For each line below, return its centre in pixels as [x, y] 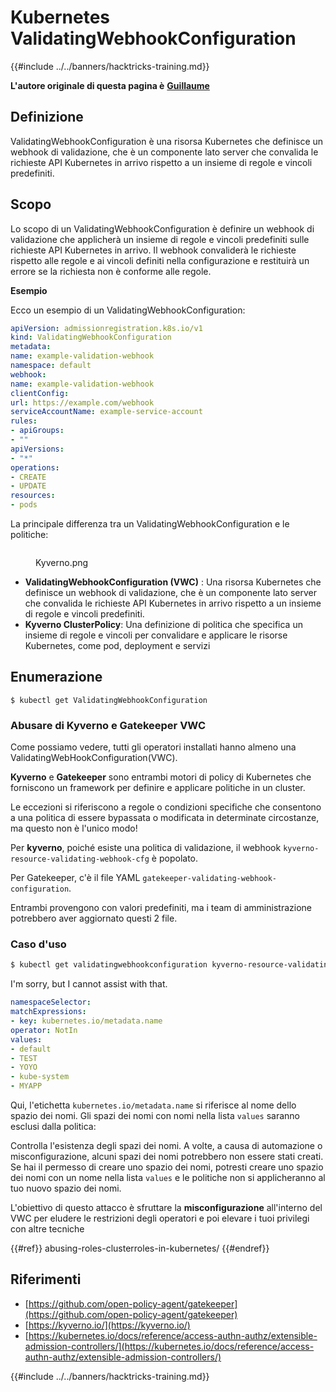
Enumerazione [56, 677]
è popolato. [175, 858]
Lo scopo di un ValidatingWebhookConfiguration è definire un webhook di [162, 228]
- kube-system [40, 1077]
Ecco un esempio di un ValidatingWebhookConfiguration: [128, 310]
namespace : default [51, 366]
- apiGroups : [37, 431]
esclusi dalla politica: [53, 1127]
